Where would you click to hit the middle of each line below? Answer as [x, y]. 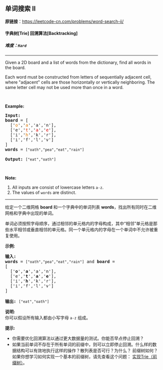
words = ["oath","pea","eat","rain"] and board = [60, 262]
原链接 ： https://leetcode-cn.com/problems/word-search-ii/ [64, 21]
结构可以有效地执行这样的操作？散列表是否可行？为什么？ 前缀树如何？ [87, 351]
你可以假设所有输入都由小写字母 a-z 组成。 [48, 318]
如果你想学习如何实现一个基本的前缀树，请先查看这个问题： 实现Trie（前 [84, 357]
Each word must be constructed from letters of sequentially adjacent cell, [78, 77]
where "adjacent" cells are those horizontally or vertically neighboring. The [80, 82]
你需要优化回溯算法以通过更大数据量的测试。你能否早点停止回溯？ [78, 338]
